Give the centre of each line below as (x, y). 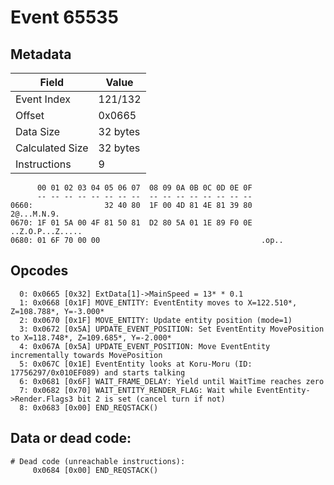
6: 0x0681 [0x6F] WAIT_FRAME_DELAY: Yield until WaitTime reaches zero (172, 381)
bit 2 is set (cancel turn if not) (151, 399)
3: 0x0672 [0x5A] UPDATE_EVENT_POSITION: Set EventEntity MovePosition (172, 329)
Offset (30, 115)
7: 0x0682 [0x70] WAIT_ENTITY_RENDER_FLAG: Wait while (136, 390)
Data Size (38, 131)
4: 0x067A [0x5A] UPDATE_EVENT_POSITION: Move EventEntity (145, 346)
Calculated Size (52, 148)
